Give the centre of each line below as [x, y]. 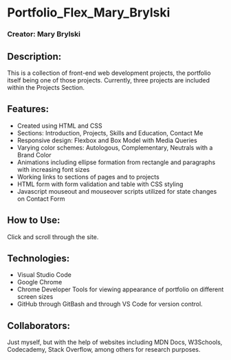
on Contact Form [41, 199]
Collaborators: [39, 325]
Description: [34, 56]
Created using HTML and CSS [59, 126]
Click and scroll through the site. [53, 237]
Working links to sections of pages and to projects [88, 177]
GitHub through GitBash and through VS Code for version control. [110, 304]
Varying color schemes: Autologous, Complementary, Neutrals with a [115, 147]
